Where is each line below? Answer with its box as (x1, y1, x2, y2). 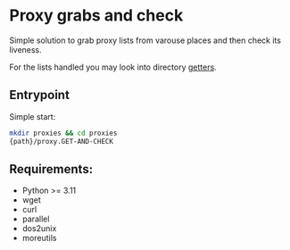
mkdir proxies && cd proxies (9, 129, 118, 137)
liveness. (9, 44, 42, 54)
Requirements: (9, 162, 94, 177)
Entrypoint (9, 87, 70, 103)
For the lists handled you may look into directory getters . (9, 62, 217, 72)
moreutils (21, 233, 57, 244)
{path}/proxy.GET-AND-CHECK (9, 137, 114, 146)
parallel (21, 213, 50, 224)
